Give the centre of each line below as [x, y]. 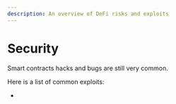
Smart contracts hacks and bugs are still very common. [88, 68]
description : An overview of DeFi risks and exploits [88, 14]
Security [33, 48]
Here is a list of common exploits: [56, 82]
